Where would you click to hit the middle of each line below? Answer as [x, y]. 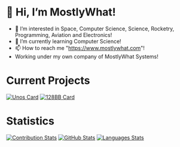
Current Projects [48, 81]
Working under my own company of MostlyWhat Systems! [86, 57]
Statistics [30, 121]
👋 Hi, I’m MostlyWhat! [61, 12]
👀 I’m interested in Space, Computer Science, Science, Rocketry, [94, 29]
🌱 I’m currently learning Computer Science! [68, 41]
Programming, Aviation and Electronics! [63, 35]
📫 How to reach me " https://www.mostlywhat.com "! [80, 48]
